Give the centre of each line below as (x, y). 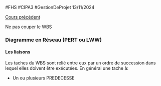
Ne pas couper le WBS (29, 27)
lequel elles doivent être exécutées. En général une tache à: (67, 68)
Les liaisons (18, 52)
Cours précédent (23, 17)
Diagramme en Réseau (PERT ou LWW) (53, 40)
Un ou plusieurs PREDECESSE (43, 78)
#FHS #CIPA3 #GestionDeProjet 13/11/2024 (50, 7)
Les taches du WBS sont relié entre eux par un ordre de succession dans (80, 63)
